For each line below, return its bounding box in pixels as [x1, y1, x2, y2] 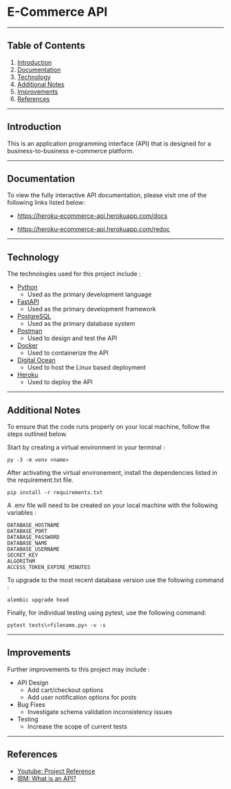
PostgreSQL [16, 312, 52, 320]
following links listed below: [7, 199, 85, 207]
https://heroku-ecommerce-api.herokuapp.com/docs [16, 212, 168, 220]
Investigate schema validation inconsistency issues [27, 707, 173, 715]
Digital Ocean [16, 356, 56, 364]
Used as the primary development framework [27, 305, 157, 313]
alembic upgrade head [7, 597, 69, 603]
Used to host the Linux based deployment [27, 364, 146, 372]
